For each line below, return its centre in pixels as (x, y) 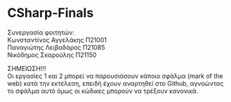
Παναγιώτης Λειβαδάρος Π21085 (56, 47)
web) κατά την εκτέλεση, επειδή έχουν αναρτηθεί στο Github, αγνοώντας (115, 83)
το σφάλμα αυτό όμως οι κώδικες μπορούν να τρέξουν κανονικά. (103, 91)
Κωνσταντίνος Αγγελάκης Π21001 (57, 39)
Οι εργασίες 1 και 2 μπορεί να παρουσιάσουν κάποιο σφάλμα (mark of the (115, 76)
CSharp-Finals (51, 13)
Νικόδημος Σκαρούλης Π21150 (52, 55)
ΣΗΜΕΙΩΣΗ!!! (27, 68)
